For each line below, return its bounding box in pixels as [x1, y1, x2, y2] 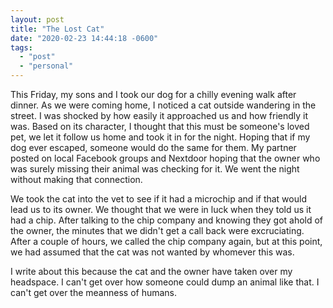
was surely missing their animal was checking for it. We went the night [10, 163, 300, 175]
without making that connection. [10, 174, 143, 185]
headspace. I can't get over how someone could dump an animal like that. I [10, 276, 320, 288]
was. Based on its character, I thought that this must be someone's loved [10, 121, 310, 132]
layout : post [10, 14, 65, 25]
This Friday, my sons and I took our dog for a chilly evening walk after [10, 89, 297, 100]
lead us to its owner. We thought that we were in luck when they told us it [10, 204, 312, 215]
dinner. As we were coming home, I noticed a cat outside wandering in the [10, 99, 317, 111]
